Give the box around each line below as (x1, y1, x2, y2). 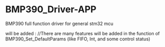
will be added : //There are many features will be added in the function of (5, 30, 160, 36)
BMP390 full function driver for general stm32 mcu (5, 20, 114, 27)
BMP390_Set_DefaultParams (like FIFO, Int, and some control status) (5, 36, 151, 42)
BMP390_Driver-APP (5, 4, 97, 15)
